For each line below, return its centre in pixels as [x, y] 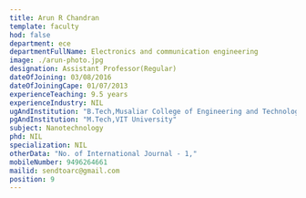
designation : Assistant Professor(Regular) [93, 69]
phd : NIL [26, 137]
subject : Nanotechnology [56, 129]
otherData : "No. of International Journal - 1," [103, 153]
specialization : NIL [49, 145]
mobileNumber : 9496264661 [58, 162]
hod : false [30, 35]
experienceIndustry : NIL [56, 103]
